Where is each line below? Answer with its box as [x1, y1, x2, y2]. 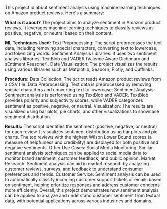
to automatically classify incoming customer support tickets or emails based [5, 177, 162, 182]
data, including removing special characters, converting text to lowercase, [5, 45, 158, 51]
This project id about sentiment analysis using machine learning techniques [5, 5, 161, 10]
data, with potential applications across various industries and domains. [5, 198, 153, 204]
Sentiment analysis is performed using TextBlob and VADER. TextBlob [5, 92, 149, 98]
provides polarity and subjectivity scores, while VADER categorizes [5, 97, 143, 103]
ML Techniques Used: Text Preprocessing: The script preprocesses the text [5, 40, 162, 46]
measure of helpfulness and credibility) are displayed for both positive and [5, 139, 158, 145]
